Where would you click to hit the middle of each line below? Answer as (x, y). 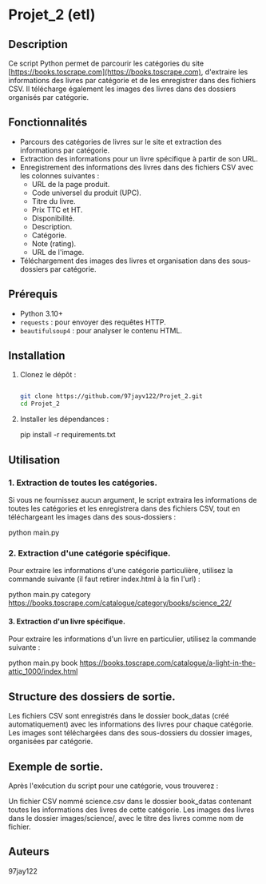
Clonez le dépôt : (48, 375)
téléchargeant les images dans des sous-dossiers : (92, 516)
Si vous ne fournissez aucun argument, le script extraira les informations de (133, 500)
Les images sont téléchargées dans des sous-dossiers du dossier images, (131, 733)
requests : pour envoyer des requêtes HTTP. (93, 322)
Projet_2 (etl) (52, 15)
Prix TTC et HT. (57, 209)
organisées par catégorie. (51, 742)
